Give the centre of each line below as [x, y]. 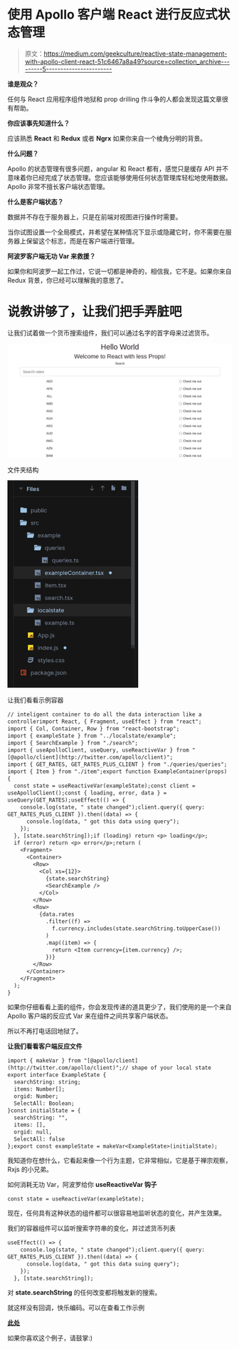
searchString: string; [47, 1082]
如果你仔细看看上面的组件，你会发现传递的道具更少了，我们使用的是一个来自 [119, 1006]
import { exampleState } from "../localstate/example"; [92, 736]
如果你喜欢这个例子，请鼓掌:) [50, 1338]
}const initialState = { [44, 1111]
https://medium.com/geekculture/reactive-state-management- [136, 54]
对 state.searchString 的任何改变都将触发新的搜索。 [84, 1292]
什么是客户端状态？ [36, 201]
